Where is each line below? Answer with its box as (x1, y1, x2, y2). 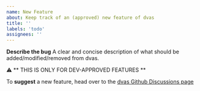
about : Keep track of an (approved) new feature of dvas (6, 15, 155, 21)
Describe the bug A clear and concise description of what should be (6, 48, 179, 55)
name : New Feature (6, 8, 53, 15)
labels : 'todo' (6, 25, 45, 32)
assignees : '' (6, 32, 43, 38)
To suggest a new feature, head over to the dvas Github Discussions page (6, 78, 194, 86)
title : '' (6, 20, 32, 26)
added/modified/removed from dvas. (6, 55, 100, 62)
